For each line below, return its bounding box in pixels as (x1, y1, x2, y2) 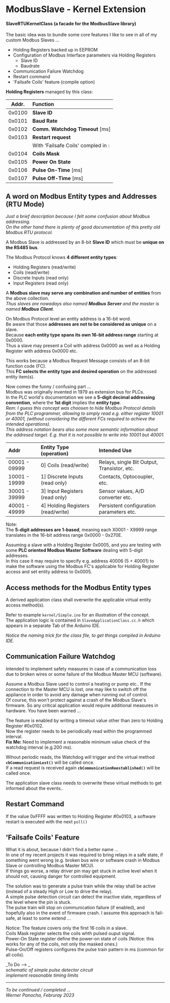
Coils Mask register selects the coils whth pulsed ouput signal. (6, 930, 136, 936)
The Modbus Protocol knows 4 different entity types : (6, 254, 118, 260)
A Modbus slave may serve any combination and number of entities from (6, 290, 161, 296)
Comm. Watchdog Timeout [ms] (32, 126, 111, 133)
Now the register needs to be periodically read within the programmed (6, 728, 152, 734)
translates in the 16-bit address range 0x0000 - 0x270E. (6, 532, 123, 538)
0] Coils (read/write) (40, 462, 89, 469)
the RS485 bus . (6, 245, 39, 251)
